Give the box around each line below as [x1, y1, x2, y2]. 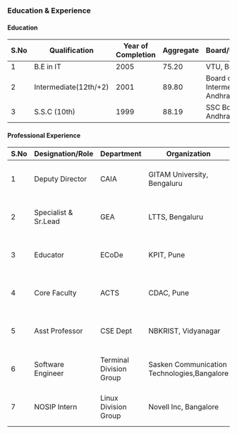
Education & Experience [7, 6, 92, 16]
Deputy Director [34, 174, 87, 184]
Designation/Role [34, 149, 94, 159]
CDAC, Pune [147, 288, 189, 298]
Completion [116, 50, 157, 60]
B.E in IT [34, 62, 61, 72]
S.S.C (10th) [34, 107, 75, 117]
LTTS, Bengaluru [147, 212, 203, 222]
